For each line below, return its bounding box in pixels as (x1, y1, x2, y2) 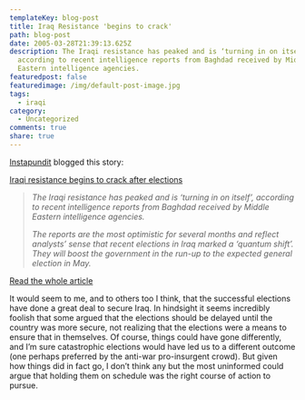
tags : (9, 89, 30, 98)
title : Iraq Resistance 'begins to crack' (9, 22, 172, 31)
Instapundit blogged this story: (9, 156, 124, 167)
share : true (9, 132, 54, 141)
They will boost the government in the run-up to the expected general (31, 247, 293, 259)
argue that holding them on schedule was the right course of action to (9, 370, 271, 381)
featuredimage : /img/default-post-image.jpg (9, 81, 181, 90)
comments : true (9, 124, 67, 133)
